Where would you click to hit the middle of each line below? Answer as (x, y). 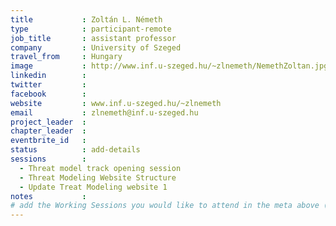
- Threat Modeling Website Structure (98, 177)
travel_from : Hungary (66, 57)
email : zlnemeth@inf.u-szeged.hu (104, 112)
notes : (48, 196)
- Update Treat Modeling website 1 (93, 187)
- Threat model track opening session (100, 168)
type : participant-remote (91, 29)
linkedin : (48, 76)
